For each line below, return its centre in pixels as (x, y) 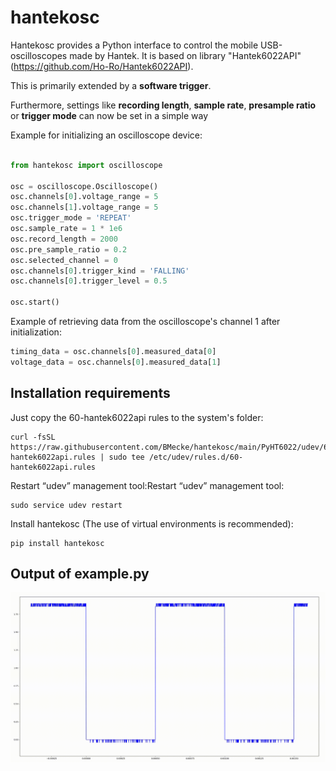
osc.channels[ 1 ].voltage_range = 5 (84, 207)
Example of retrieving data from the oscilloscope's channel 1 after (145, 322)
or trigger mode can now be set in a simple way (109, 115)
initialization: (36, 332)
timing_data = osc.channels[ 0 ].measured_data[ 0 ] (113, 352)
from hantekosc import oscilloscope (86, 165)
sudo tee (126, 457)
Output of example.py (80, 574)
